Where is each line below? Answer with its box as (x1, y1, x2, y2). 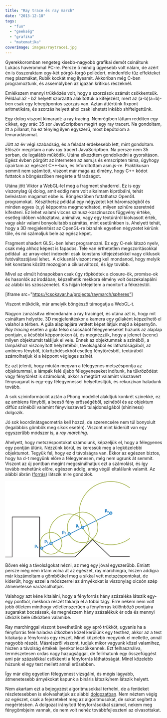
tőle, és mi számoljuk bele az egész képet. (5, 230, 92, 237)
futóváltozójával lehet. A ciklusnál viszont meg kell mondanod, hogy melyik (5, 256, 161, 262)
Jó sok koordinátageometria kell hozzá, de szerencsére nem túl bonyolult (5, 419, 156, 425)
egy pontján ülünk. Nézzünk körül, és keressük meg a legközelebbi (5, 445, 143, 451)
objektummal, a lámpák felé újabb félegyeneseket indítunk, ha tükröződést (5, 368, 158, 374)
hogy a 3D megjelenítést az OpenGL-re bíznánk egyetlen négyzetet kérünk (5, 225, 159, 231)
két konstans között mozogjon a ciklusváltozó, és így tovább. (5, 261, 130, 267)
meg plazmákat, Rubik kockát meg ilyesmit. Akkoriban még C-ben (5, 75, 141, 81)
